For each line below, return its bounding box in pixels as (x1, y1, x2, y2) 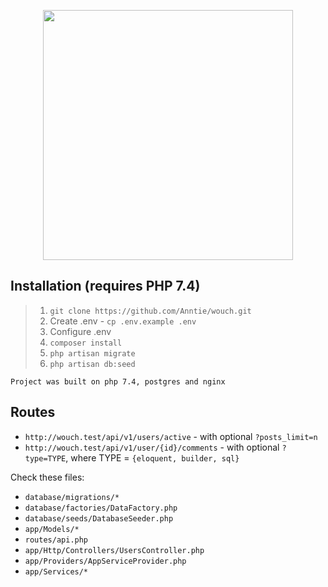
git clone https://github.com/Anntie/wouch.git (49, 306, 252, 316)
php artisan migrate (49, 348, 136, 359)
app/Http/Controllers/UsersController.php (24, 545, 205, 555)
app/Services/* (24, 566, 89, 577)
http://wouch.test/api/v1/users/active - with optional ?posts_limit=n (24, 430, 318, 442)
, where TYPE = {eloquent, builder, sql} (65, 451, 240, 464)
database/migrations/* (24, 492, 120, 502)
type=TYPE (24, 453, 67, 464)
